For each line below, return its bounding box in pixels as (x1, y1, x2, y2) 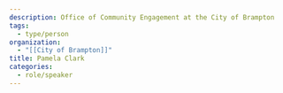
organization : (9, 37, 62, 47)
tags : (9, 21, 29, 30)
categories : (9, 63, 53, 72)
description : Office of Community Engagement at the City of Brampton (9, 12, 275, 22)
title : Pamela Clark (9, 54, 86, 63)
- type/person (17, 29, 69, 38)
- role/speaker (17, 71, 73, 80)
